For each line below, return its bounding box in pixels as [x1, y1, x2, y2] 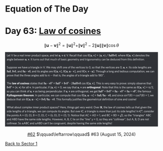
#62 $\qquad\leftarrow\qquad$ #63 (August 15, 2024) [27, 131, 136, 137]
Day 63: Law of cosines [5, 26, 101, 37]
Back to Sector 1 [5, 140, 38, 146]
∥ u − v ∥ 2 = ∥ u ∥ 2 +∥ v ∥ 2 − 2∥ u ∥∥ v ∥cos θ [44, 42, 119, 48]
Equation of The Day [5, 3, 89, 15]
